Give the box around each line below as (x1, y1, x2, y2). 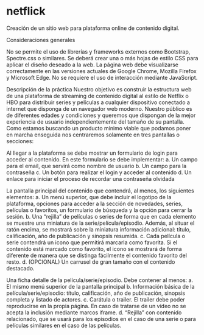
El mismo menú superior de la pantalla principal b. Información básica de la (6, 283, 195, 290)
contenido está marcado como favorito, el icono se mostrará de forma (6, 245, 182, 252)
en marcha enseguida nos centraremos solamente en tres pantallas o (6, 131, 180, 138)
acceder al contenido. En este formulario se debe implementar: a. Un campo (6, 155, 198, 163)
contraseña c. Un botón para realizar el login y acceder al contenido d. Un (6, 169, 192, 176)
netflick (6, 4, 46, 18)
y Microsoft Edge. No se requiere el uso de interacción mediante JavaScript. (6, 74, 198, 81)
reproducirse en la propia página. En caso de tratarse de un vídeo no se (6, 302, 186, 309)
